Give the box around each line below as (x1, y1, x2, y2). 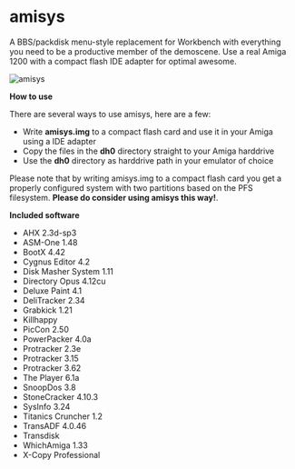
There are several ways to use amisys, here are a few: (9, 108, 211, 119)
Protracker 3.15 (22, 353, 79, 364)
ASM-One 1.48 (22, 236, 79, 247)
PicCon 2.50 (22, 324, 70, 334)
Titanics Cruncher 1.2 (22, 411, 103, 422)
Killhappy (22, 314, 58, 324)
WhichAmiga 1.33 (22, 439, 88, 451)
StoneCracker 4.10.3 (22, 391, 99, 402)
